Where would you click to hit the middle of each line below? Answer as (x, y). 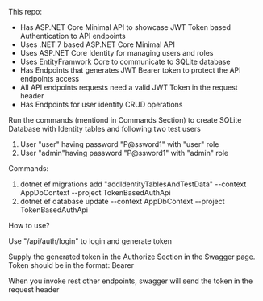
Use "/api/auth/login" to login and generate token (90, 241)
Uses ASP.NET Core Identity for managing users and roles (117, 53)
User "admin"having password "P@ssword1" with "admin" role (124, 153)
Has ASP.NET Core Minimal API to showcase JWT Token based (125, 27)
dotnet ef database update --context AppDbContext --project (122, 201)
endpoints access (50, 79)
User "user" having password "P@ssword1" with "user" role (119, 144)
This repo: (25, 12)
